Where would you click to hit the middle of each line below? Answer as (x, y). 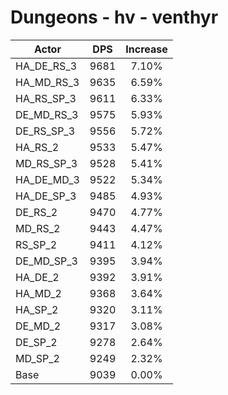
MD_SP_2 (37, 358)
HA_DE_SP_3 (46, 196)
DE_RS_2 (36, 212)
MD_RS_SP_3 (46, 163)
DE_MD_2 (38, 326)
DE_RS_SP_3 (45, 131)
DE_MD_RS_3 (47, 114)
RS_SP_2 (36, 244)
